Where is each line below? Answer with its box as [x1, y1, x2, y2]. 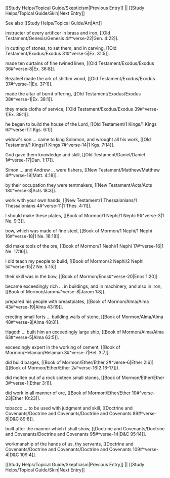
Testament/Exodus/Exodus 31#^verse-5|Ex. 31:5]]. [5, 51, 110, 56]
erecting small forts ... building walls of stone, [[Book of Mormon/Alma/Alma [5, 314, 163, 320]
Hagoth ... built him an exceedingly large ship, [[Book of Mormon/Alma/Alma [5, 329, 164, 335]
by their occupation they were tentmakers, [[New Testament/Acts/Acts [5, 182, 153, 188]
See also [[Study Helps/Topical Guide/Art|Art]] [5, 20, 102, 26]
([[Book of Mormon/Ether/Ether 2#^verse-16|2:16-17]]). [5, 365, 120, 370]
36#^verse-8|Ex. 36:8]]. [5, 66, 56, 72]
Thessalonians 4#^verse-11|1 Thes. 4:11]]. [5, 203, 92, 209]
